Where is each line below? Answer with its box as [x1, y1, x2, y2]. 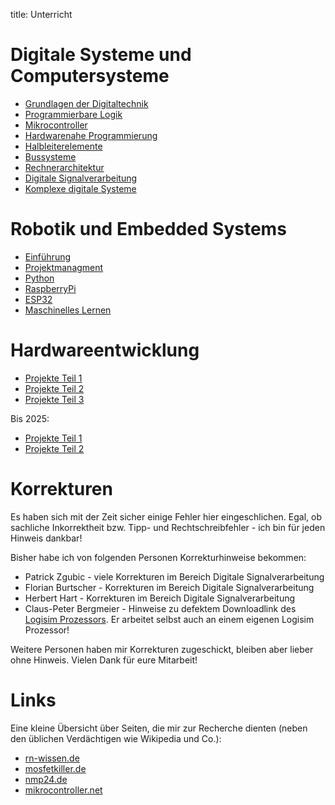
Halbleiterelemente [24, 140, 103, 152]
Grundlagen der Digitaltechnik [24, 97, 149, 109]
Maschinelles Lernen [24, 304, 112, 316]
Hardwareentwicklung [10, 339, 200, 362]
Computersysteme [10, 65, 170, 88]
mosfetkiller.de [24, 762, 87, 774]
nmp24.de [24, 773, 68, 785]
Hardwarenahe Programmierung [24, 129, 158, 141]
